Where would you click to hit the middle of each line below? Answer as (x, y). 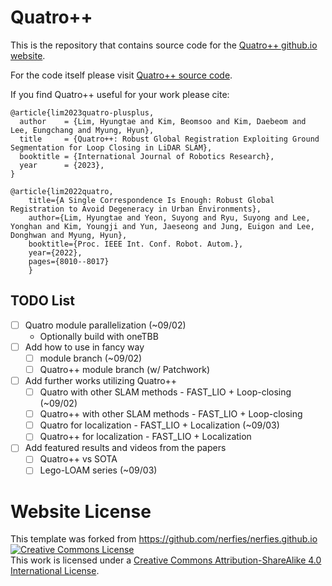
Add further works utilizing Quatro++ (101, 380)
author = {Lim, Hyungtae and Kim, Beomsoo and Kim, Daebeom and (163, 121)
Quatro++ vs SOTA (78, 459)
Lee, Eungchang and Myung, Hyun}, (82, 130)
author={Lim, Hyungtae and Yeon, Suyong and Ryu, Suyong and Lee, (169, 217)
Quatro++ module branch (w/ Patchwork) (125, 369)
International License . (55, 571)
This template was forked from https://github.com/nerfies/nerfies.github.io (164, 539)
